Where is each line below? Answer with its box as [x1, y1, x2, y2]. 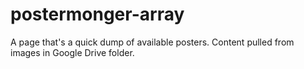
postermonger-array [10, 3, 185, 26]
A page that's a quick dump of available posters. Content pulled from [10, 36, 295, 48]
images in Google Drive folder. [10, 46, 135, 58]
